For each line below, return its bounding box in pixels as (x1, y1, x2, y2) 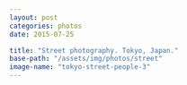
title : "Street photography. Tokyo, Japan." (9, 46, 179, 55)
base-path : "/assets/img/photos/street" (9, 55, 164, 64)
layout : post (9, 13, 58, 22)
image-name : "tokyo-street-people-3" (9, 63, 151, 72)
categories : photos (9, 21, 83, 30)
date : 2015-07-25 (9, 30, 75, 38)
